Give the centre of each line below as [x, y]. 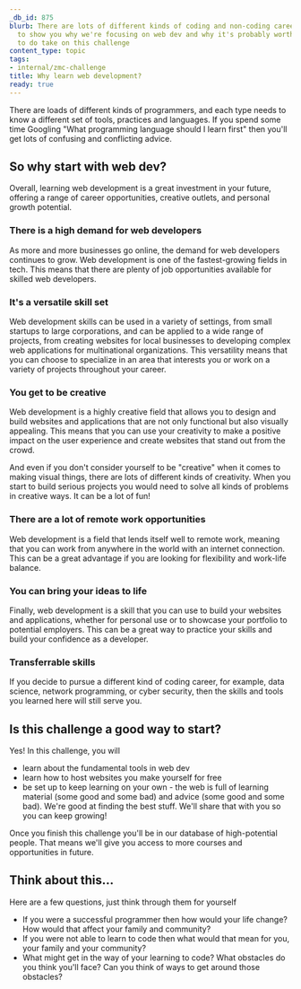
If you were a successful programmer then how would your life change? [155, 919]
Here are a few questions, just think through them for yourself [123, 902]
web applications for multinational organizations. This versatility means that [149, 350]
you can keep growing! [64, 816]
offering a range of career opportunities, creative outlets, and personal [140, 197]
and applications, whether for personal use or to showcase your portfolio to [149, 619]
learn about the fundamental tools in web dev [106, 768]
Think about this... [62, 880]
